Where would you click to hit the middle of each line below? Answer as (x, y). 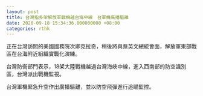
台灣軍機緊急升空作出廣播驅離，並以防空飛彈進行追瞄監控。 (80, 87)
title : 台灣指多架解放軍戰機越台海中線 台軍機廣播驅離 (67, 17)
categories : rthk (28, 28)
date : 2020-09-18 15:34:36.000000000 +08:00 (63, 23)
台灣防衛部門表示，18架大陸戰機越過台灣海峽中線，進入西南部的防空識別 (96, 67)
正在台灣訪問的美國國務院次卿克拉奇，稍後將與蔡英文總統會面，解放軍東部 (99, 46)
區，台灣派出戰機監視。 (35, 74)
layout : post (23, 12)
